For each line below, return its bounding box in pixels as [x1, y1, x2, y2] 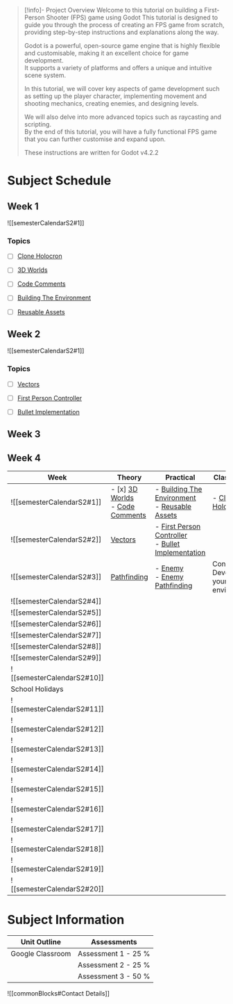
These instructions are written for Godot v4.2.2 [24, 149, 159, 156]
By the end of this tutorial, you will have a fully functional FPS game [24, 128, 217, 136]
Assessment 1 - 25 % [77, 949, 150, 959]
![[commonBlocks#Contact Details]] [7, 989, 110, 998]
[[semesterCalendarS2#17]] [10, 824, 104, 834]
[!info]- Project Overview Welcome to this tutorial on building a [24, 6, 203, 14]
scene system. [24, 71, 67, 79]
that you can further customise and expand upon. [24, 135, 166, 143]
